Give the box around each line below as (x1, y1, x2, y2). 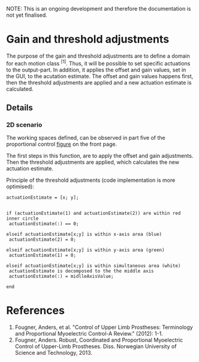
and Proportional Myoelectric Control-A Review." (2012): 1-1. (14, 330, 163, 337)
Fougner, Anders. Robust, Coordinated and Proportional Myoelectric (14, 336, 183, 344)
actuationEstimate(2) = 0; (8, 237, 77, 243)
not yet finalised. (6, 11, 48, 19)
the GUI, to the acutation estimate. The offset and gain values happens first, (6, 72, 194, 80)
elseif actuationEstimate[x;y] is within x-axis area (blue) (6, 231, 162, 238)
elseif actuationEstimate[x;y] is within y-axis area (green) (6, 247, 165, 253)
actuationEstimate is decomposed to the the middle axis (8, 268, 154, 274)
